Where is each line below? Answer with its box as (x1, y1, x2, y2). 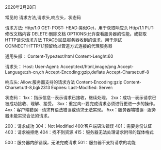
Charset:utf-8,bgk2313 (5, 84, 50, 90)
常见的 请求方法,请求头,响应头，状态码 (5, 15, 81, 20)
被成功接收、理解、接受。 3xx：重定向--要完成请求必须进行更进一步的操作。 (5, 101, 158, 106)
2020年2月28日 (5, 4, 36, 10)
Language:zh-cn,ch (5, 69, 45, 75)
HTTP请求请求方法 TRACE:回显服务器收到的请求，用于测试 (5, 37, 122, 43)
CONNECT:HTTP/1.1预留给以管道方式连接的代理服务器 (5, 43, 113, 49)
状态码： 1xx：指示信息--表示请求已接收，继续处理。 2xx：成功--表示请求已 (5, 95, 157, 100)
